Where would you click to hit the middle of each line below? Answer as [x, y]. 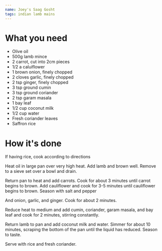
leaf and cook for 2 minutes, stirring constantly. [52, 215]
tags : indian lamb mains [30, 14]
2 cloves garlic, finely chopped [43, 77]
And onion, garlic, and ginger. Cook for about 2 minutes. [61, 201]
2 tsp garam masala [32, 98]
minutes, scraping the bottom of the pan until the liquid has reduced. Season [81, 230]
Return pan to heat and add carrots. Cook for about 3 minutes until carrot [78, 181]
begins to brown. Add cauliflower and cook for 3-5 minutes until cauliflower [80, 186]
